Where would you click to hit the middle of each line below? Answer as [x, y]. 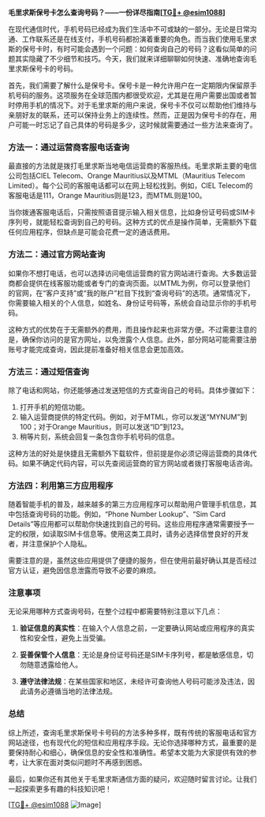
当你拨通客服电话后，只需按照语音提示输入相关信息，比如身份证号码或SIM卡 [132, 212]
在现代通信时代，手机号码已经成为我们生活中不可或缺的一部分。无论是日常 [129, 29]
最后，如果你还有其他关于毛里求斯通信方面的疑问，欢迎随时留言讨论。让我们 [132, 779]
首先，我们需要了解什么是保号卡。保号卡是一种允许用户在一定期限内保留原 [129, 85]
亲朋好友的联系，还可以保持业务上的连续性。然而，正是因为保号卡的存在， [129, 115]
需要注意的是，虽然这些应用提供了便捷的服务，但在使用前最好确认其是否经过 [132, 560]
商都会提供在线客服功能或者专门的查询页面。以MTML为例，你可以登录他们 [129, 283]
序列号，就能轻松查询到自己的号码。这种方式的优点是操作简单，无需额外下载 [132, 222]
